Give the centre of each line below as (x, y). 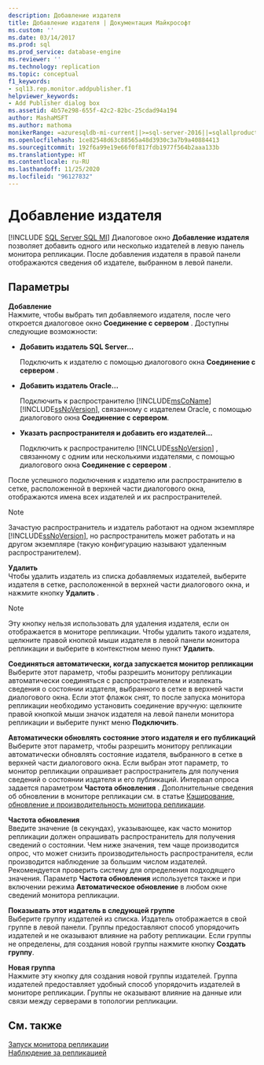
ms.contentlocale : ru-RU (49, 162)
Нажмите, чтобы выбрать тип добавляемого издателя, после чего (119, 314)
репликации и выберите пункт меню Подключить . (93, 722)
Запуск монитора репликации (59, 1045)
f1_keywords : (29, 81)
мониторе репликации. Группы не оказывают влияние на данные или (125, 993)
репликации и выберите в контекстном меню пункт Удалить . (112, 648)
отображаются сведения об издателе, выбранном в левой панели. (121, 262)
